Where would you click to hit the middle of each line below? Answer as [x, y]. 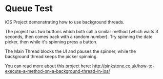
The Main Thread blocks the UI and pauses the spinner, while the [71, 51]
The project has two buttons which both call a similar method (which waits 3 [82, 31]
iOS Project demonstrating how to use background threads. [65, 22]
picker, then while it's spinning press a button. [51, 41]
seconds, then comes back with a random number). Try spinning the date [79, 37]
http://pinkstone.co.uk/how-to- [123, 66]
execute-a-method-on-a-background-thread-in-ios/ [58, 71]
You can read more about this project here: [48, 66]
